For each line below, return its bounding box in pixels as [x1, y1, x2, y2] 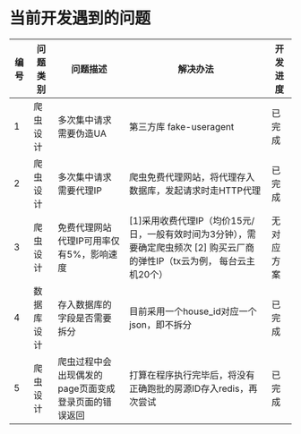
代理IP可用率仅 [57, 234, 121, 247]
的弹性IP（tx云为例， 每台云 [128, 254, 246, 267]
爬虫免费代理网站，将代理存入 [128, 171, 255, 183]
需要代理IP [57, 184, 103, 197]
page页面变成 [57, 382, 116, 395]
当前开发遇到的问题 [9, 8, 151, 29]
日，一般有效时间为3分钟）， [128, 227, 248, 240]
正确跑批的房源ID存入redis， [128, 382, 249, 395]
